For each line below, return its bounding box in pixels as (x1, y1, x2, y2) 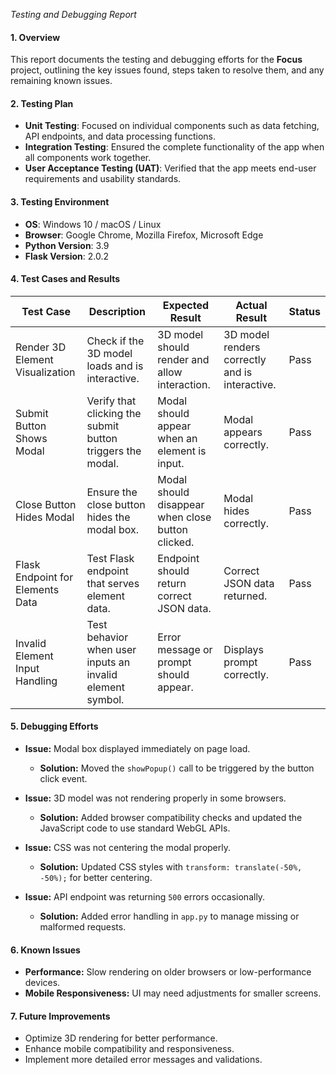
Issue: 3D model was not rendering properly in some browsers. (24, 792, 287, 804)
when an (157, 431, 198, 445)
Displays (223, 642, 265, 656)
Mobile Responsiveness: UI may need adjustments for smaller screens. (24, 987, 322, 999)
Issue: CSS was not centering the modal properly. (24, 842, 232, 854)
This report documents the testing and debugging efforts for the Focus (10, 54, 303, 66)
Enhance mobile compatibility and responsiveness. (24, 1043, 235, 1055)
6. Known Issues (10, 944, 81, 956)
